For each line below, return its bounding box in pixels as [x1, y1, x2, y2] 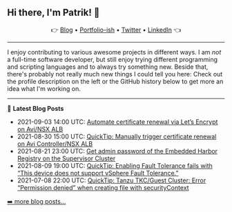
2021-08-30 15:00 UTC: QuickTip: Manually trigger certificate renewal [17, 132, 217, 140]
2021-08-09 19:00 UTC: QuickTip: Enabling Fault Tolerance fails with [17, 161, 213, 169]
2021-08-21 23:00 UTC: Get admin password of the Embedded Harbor [17, 147, 218, 155]
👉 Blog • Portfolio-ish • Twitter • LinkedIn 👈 [50, 25, 182, 34]
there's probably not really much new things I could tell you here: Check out [7, 70, 223, 78]
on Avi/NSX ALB [17, 125, 64, 133]
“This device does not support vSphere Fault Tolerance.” [17, 169, 179, 177]
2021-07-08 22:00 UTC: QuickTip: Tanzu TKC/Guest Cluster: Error [17, 176, 206, 184]
